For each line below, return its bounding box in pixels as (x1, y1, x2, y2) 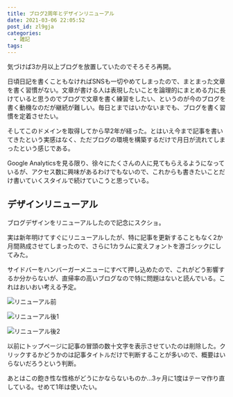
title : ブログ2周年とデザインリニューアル (7, 10, 114, 17)
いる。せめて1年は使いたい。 (19, 382, 101, 391)
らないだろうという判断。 (7, 359, 80, 367)
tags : (7, 42, 23, 49)
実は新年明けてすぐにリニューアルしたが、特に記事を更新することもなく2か (7, 233, 223, 241)
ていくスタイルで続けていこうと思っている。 (25, 177, 153, 184)
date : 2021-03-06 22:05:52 (7, 17, 85, 24)
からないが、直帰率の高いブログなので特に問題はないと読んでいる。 (25, 274, 220, 282)
